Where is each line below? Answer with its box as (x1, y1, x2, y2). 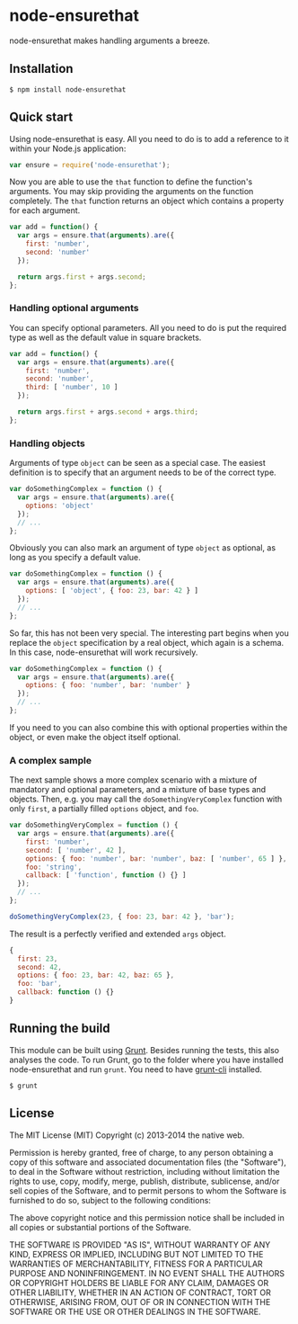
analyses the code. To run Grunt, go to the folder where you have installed (9, 1054, 285, 1065)
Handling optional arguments (9, 302, 139, 315)
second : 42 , (17, 962, 63, 971)
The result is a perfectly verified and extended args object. (9, 928, 226, 939)
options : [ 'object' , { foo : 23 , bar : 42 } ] (25, 586, 199, 595)
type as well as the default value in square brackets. (9, 332, 202, 343)
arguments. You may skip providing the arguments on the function (9, 186, 254, 197)
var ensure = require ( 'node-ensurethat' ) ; (9, 160, 171, 169)
